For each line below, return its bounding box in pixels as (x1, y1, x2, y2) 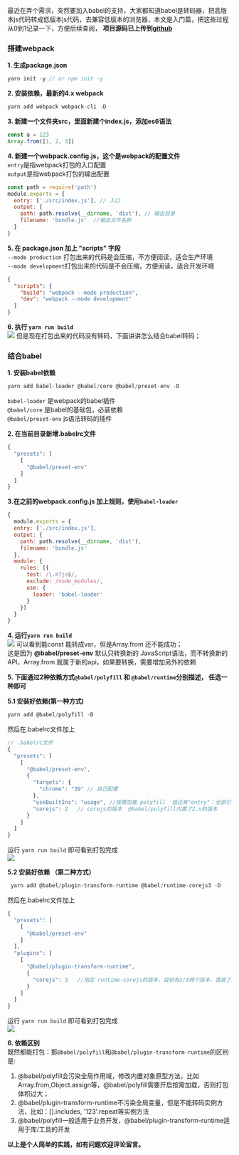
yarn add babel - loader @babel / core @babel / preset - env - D (7, 383, 180, 390)
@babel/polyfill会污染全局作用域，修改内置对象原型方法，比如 (17, 1072, 199, 1080)
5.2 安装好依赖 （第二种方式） (7, 868, 95, 877)
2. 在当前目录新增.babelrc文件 (7, 429, 96, 438)
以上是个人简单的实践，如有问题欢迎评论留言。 (7, 1140, 144, 1149)
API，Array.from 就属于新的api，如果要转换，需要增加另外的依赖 (7, 658, 197, 667)
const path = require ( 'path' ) (7, 184, 97, 191)
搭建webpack (7, 43, 55, 53)
